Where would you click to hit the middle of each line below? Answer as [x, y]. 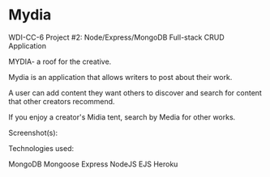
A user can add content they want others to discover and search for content [135, 93]
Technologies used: [41, 148]
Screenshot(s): [33, 133]
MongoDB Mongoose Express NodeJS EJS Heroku [93, 164]
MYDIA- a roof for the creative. [60, 61]
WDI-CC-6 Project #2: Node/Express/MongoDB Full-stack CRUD [116, 37]
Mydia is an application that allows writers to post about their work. [120, 77]
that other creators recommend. [62, 101]
